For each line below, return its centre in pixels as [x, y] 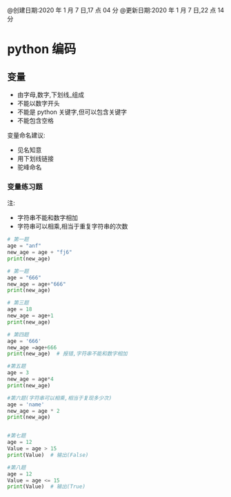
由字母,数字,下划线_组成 [51, 95]
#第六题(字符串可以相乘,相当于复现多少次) [60, 398]
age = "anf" [24, 246]
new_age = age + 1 [30, 316]
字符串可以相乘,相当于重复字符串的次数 [72, 226]
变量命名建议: [27, 135]
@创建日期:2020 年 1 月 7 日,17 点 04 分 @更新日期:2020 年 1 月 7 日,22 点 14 [115, 10]
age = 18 [20, 309]
